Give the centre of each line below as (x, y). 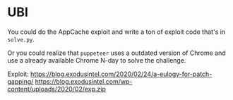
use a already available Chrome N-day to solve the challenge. (97, 60)
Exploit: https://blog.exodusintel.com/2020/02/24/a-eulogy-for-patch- (110, 74)
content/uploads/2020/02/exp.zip (56, 89)
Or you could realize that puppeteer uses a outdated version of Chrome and (116, 53)
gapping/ (20, 81)
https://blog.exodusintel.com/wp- (84, 81)
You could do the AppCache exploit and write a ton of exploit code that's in (116, 32)
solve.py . (21, 39)
